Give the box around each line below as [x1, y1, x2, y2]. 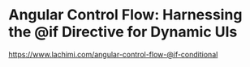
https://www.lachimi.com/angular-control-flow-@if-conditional [8, 49, 218, 59]
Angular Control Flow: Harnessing [8, 6, 243, 24]
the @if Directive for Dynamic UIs [8, 23, 238, 41]
